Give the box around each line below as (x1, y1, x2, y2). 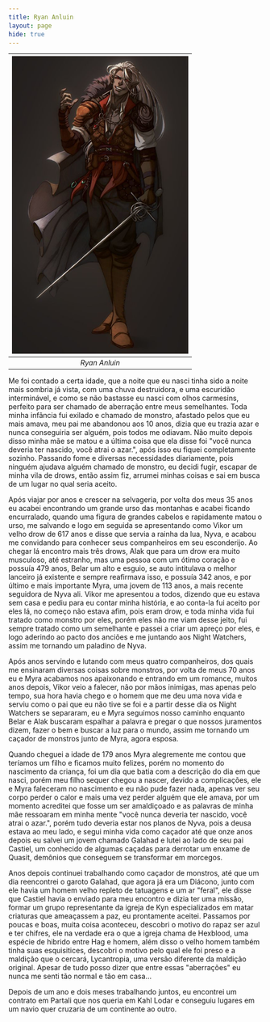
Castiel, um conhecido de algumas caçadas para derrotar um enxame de (8, 843, 251, 853)
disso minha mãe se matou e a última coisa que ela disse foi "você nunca (8, 436, 251, 446)
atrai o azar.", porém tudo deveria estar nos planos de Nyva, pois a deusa (8, 817, 251, 828)
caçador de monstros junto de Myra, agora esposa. (8, 733, 179, 743)
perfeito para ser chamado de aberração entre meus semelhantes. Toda (8, 401, 247, 412)
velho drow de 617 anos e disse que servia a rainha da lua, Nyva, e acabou (8, 529, 256, 538)
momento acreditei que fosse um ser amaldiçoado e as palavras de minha (8, 800, 254, 810)
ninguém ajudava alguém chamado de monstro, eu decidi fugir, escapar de (8, 462, 258, 471)
